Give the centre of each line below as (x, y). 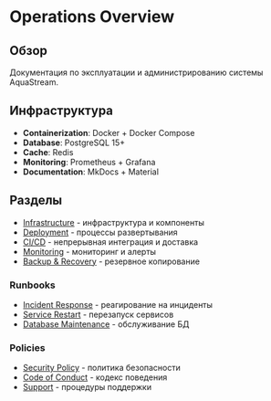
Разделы (36, 200)
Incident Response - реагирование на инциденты (117, 304)
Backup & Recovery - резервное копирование (111, 261)
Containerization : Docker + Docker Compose (109, 132)
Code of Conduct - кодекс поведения (95, 377)
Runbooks (33, 285)
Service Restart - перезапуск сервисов (98, 314)
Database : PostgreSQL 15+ (74, 142)
